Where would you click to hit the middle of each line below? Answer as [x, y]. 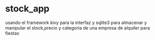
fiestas [12, 33]
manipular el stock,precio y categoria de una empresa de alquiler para [78, 27]
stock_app [27, 9]
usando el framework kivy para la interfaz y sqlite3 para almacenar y [76, 22]
